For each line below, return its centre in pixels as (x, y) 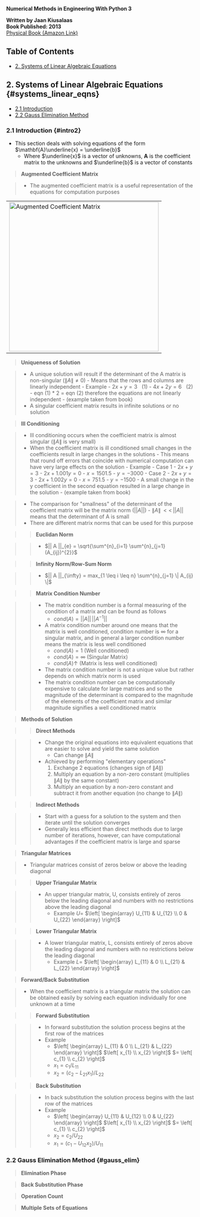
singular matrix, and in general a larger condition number (114, 638)
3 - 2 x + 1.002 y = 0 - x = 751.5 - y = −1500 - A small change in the (112, 480)
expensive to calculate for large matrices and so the (108, 689)
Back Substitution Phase (52, 1185)
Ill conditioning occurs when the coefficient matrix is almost (103, 435)
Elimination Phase (44, 1173)
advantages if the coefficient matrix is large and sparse (113, 841)
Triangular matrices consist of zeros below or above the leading (108, 865)
